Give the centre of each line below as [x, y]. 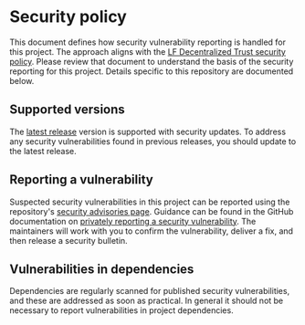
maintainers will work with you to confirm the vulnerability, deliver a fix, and [152, 231]
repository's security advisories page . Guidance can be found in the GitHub [152, 211]
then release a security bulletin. [68, 240]
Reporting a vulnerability [81, 180]
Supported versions [67, 110]
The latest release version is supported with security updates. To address [147, 131]
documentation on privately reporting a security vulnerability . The [133, 221]
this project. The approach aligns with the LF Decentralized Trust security [147, 51]
